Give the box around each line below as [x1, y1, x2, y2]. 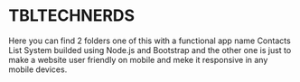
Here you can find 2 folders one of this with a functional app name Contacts [8, 35, 291, 46]
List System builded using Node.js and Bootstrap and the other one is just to [8, 44, 292, 55]
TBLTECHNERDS [8, 5, 136, 26]
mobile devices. [8, 64, 68, 75]
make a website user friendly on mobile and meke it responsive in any [8, 54, 268, 65]
